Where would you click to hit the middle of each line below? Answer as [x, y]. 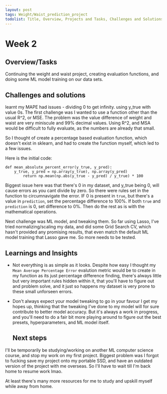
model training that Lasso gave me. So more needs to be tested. [71, 237]
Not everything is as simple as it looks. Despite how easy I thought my [84, 265]
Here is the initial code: [29, 158]
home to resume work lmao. [34, 371]
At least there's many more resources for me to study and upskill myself [79, 381]
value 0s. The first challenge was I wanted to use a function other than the [81, 112]
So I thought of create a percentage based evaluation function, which [76, 138]
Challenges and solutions [45, 95]
